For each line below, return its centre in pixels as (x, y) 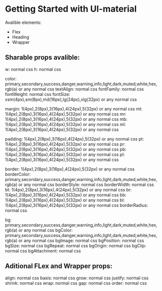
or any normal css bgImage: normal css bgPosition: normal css (81, 240)
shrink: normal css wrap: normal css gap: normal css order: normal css (76, 283)
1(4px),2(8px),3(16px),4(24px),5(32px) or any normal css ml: (65, 124)
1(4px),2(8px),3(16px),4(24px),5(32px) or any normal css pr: (65, 144)
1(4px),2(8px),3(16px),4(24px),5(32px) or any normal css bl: (65, 200)
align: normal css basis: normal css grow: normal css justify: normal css (77, 278)
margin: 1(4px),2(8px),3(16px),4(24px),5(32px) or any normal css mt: (74, 109)
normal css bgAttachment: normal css (43, 251)
